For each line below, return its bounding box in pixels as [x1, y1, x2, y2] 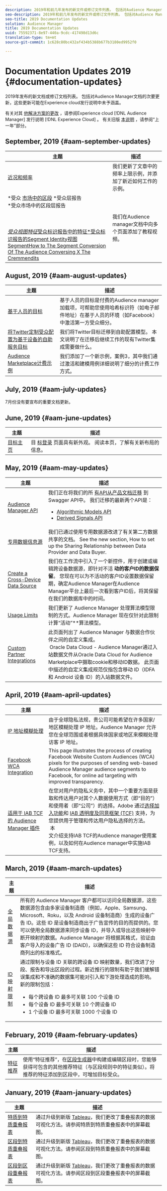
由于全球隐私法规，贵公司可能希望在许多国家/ [48, 716, 155, 723]
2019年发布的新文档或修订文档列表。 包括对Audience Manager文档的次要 [5, 93, 156, 99]
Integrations [7, 657, 36, 664]
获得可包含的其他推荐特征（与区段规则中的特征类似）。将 [22, 1063, 155, 1070]
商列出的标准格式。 [19, 949, 65, 956]
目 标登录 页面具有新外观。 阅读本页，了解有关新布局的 [30, 439, 160, 446]
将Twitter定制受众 [7, 328, 49, 335]
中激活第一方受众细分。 [59, 319, 115, 326]
